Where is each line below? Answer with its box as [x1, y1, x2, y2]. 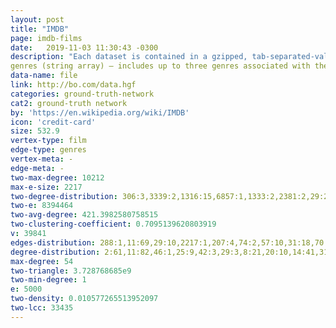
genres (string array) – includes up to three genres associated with [10, 61, 311, 71]
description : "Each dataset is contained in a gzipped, [10, 52, 248, 62]
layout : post [10, 14, 65, 25]
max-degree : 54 [10, 256, 74, 266]
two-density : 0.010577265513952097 [10, 294, 159, 304]
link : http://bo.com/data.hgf [10, 80, 137, 90]
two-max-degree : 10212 [10, 172, 105, 183]
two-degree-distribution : [10, 191, 118, 201]
